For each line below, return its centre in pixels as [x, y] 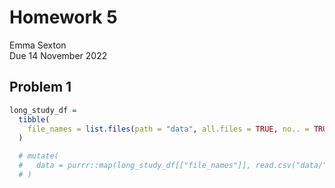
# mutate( [38, 156]
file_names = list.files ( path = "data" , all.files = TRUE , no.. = [168, 129]
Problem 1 [40, 87]
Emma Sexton [38, 45]
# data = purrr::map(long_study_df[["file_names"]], [135, 166]
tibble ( [34, 119]
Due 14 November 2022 [58, 55]
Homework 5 [63, 17]
